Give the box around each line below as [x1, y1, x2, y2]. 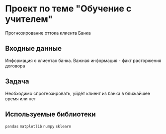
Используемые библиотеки [5, 110, 96, 118]
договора [5, 63, 25, 68]
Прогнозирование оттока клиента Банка [5, 30, 91, 36]
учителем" [5, 13, 53, 25]
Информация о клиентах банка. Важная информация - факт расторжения [5, 58, 162, 64]
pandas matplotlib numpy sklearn [5, 124, 72, 129]
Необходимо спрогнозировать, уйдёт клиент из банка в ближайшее [5, 90, 151, 96]
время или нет [5, 95, 36, 102]
